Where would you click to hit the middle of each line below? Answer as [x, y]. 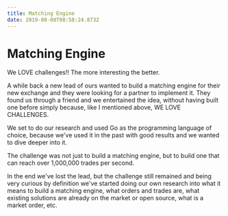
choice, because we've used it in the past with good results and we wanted [113, 135]
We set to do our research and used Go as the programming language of [110, 128]
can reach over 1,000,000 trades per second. [71, 163]
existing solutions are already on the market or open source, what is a [105, 198]
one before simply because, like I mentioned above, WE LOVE [94, 107]
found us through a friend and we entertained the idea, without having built [113, 100]
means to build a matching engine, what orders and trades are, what [103, 191]
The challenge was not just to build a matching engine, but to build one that [113, 156]
